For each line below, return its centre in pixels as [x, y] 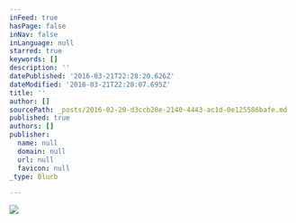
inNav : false [34, 34]
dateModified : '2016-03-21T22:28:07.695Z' [90, 85]
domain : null [42, 151]
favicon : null [44, 168]
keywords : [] [34, 59]
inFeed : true [34, 18]
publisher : [30, 135]
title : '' [28, 93]
